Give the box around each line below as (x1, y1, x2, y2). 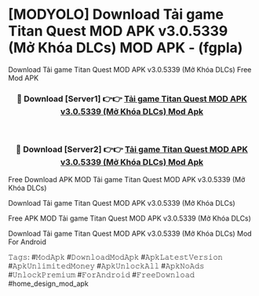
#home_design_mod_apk (8, 279, 89, 288)
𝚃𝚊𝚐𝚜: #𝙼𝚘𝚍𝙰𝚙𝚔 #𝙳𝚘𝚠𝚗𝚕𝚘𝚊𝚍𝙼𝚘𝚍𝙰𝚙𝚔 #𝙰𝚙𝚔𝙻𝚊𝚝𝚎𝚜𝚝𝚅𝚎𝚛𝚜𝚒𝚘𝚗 (8, 252, 224, 261)
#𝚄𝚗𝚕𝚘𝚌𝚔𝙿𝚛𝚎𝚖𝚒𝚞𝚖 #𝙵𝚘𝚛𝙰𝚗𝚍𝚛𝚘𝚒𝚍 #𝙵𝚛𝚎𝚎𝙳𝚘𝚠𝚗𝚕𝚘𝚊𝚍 (8, 269, 195, 280)
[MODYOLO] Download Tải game (8, 5, 224, 24)
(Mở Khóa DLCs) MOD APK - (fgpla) (8, 39, 243, 57)
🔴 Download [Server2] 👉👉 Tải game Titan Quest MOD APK (15, 144, 249, 155)
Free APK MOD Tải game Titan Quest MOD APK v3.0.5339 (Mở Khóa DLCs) (8, 214, 251, 223)
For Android (8, 237, 47, 247)
